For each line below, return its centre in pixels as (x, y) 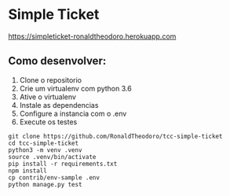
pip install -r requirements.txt (63, 164)
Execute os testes (48, 122)
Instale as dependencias (59, 105)
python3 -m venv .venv (45, 150)
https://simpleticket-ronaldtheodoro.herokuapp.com (92, 36)
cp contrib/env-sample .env (54, 178)
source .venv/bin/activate (52, 157)
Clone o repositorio (51, 80)
